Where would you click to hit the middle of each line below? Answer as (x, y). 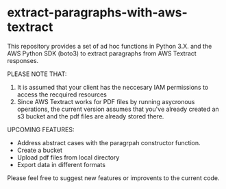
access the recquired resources (62, 94)
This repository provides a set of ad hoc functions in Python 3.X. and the (110, 46)
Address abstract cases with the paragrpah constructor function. (109, 142)
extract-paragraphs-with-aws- (98, 13)
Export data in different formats (61, 164)
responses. (23, 60)
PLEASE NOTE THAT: (37, 74)
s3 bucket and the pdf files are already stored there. (90, 116)
